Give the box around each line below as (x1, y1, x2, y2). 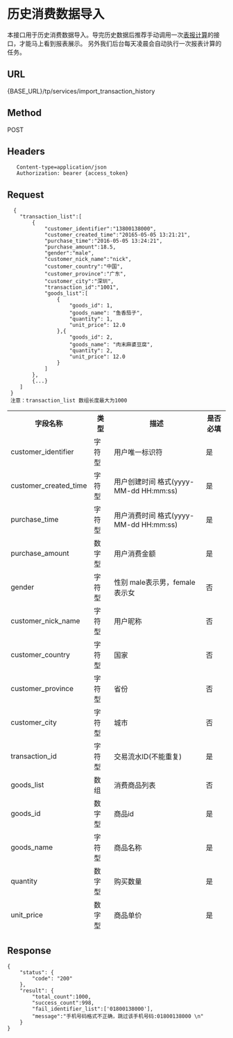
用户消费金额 (114, 549, 156, 559)
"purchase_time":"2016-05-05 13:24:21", (44, 237, 163, 245)
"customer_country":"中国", (44, 263, 123, 271)
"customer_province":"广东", (44, 271, 127, 278)
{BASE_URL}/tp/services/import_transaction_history (7, 87, 155, 95)
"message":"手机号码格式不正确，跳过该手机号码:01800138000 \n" (32, 1013, 204, 1020)
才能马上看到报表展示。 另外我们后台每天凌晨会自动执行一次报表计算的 (19, 39, 222, 47)
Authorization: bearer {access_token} (16, 170, 129, 177)
